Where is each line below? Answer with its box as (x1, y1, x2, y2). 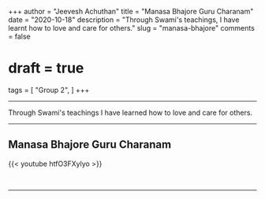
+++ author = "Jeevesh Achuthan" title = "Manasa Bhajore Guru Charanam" (8, 7, 254, 16)
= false (8, 31, 31, 41)
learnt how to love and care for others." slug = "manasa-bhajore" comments (8, 24, 255, 32)
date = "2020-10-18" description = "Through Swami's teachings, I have (8, 15, 240, 24)
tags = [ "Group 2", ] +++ (8, 85, 90, 94)
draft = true (8, 59, 84, 77)
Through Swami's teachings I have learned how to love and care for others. (8, 108, 253, 117)
